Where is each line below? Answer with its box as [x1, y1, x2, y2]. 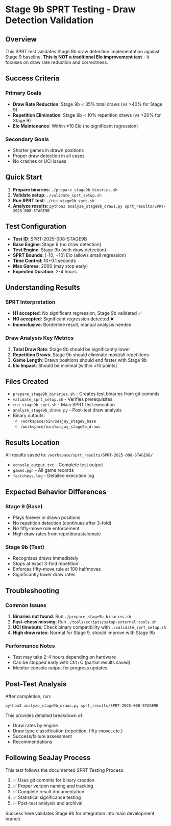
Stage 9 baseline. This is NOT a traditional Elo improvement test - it [5, 54, 150, 60]
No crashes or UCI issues [12, 158, 66, 164]
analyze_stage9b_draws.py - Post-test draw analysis [12, 407, 122, 413]
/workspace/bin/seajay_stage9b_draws [20, 424, 101, 429]
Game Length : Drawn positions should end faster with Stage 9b [12, 357, 147, 363]
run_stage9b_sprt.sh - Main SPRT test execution [12, 402, 115, 408]
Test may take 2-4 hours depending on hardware [12, 654, 116, 660]
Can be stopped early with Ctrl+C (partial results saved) [12, 659, 131, 666]
